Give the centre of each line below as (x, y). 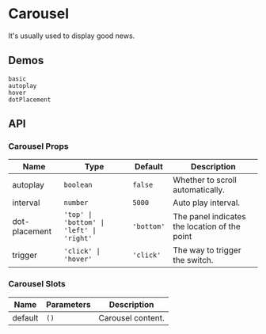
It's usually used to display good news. (72, 36)
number (76, 203)
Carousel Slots (37, 284)
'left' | (80, 231)
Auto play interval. (206, 203)
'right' (78, 239)
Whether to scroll (205, 180)
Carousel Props (38, 146)
